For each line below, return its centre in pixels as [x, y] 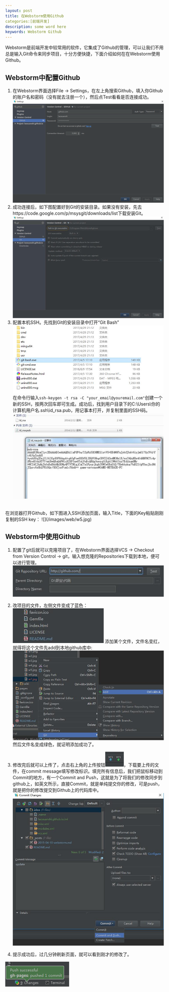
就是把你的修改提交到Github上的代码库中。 [57, 790]
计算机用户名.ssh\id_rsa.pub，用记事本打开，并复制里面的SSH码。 [81, 410]
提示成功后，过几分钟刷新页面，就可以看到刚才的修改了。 [72, 954]
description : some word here [36, 27]
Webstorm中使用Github [43, 537]
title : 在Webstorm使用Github [35, 16]
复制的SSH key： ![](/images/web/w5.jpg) [49, 519]
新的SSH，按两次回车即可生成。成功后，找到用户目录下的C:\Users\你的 [86, 404]
